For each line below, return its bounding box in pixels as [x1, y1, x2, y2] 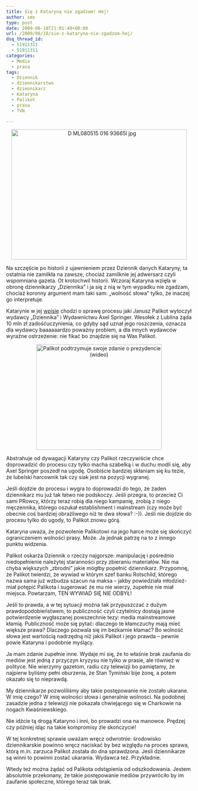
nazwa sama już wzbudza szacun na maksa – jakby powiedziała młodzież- [6, 577, 187, 584]
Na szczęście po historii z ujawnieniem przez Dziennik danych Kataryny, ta [6, 265, 188, 272]
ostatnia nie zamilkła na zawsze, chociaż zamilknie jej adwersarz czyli [6, 271, 176, 278]
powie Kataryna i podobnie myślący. [6, 639, 94, 646]
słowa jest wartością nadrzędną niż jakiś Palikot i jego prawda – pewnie [6, 633, 179, 640]
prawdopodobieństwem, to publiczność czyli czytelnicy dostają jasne [6, 607, 175, 615]
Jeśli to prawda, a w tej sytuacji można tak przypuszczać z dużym [6, 602, 167, 609]
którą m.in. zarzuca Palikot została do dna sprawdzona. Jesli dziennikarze [6, 748, 186, 755]
